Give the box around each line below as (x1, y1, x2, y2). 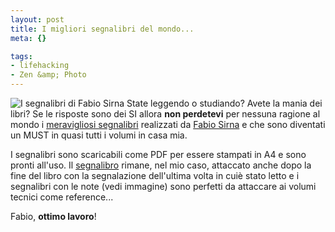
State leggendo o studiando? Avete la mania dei (126, 97, 323, 109)
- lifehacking (10, 61, 70, 71)
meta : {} (10, 33, 47, 43)
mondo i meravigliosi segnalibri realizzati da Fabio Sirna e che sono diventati (10, 119, 326, 130)
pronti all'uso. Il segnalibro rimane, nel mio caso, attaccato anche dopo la (10, 159, 312, 171)
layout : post (10, 14, 65, 25)
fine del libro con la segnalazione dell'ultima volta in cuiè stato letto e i (10, 170, 300, 181)
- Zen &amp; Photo (10, 70, 87, 80)
